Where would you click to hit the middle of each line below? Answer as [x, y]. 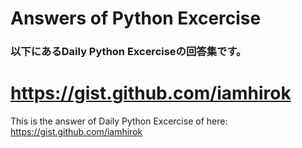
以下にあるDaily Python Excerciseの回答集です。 [128, 52]
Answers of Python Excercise [136, 18]
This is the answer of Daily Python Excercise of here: [119, 121]
